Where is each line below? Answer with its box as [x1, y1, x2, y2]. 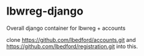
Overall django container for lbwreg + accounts [6, 24, 126, 32]
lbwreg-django [6, 4, 84, 18]
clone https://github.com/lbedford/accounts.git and [6, 36, 136, 43]
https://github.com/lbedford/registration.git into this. [6, 43, 138, 50]
